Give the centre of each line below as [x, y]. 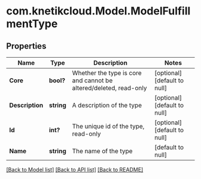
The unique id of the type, [108, 126]
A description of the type [107, 105]
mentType [32, 24]
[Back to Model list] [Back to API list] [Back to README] [75, 170]
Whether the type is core [107, 73]
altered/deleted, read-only [109, 88]
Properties [26, 46]
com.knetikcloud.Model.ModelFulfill [98, 11]
